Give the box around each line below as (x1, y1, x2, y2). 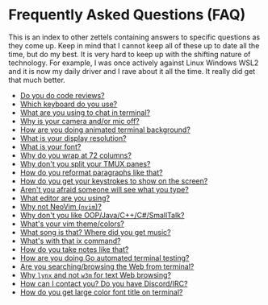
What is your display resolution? (19, 133, 127, 142)
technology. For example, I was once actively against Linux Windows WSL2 (8, 58, 259, 68)
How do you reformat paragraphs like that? (19, 167, 163, 177)
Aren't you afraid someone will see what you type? (19, 184, 190, 194)
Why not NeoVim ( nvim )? (19, 201, 103, 211)
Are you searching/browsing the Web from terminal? (19, 262, 195, 271)
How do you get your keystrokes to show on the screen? (19, 175, 208, 186)
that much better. (8, 75, 66, 84)
